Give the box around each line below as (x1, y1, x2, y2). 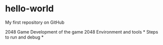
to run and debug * (5, 34, 44, 40)
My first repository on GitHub (5, 19, 65, 25)
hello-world (5, 3, 54, 14)
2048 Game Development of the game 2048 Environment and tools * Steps (5, 29, 159, 35)
